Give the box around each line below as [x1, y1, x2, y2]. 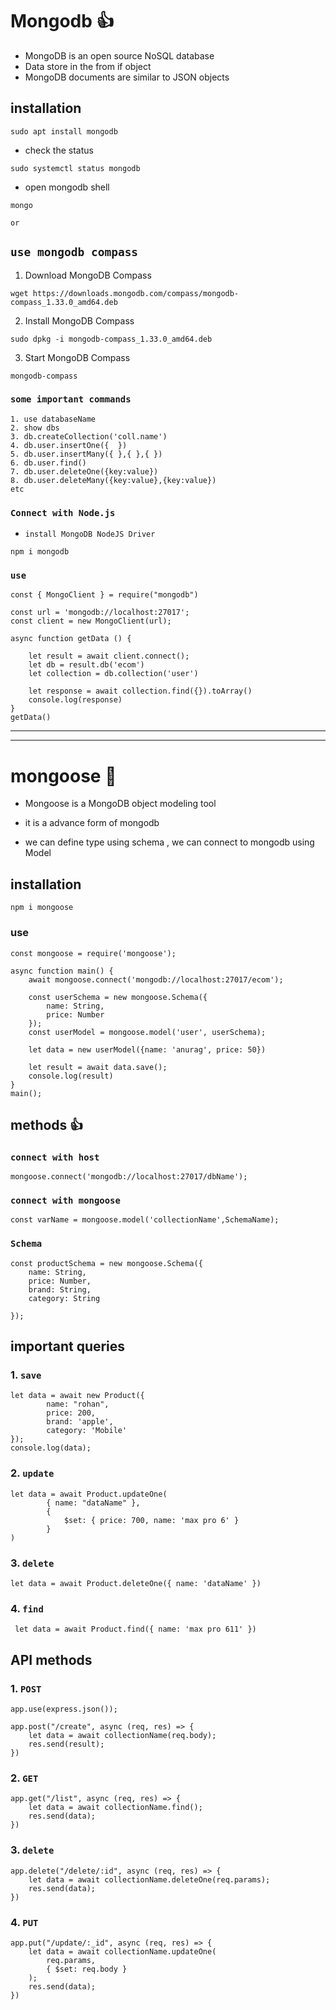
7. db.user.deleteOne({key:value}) [10, 466, 159, 477]
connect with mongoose [10, 1195, 121, 1207]
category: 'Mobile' [46, 1426, 128, 1436]
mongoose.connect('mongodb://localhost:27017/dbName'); [10, 1172, 248, 1182]
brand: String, [28, 1284, 92, 1295]
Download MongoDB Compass [24, 269, 152, 281]
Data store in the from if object [24, 60, 152, 72]
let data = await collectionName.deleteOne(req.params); [28, 1874, 271, 1885]
